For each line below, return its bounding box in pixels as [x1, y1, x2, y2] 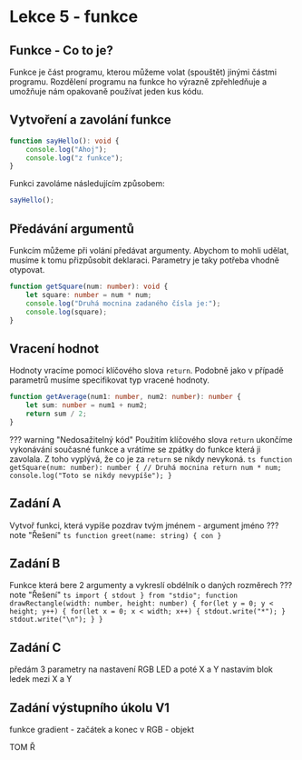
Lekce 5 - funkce [9, 6, 139, 27]
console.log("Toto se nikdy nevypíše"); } [9, 471, 172, 480]
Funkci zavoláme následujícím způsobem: [9, 178, 165, 189]
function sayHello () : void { [9, 136, 120, 145]
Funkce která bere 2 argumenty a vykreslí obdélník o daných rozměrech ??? [9, 580, 293, 591]
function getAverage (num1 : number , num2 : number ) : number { [9, 393, 242, 402]
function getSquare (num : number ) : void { [9, 282, 169, 291]
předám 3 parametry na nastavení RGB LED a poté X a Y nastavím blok [9, 664, 274, 675]
